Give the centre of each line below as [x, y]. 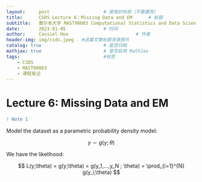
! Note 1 [17, 119]
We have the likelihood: [35, 154]
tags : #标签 [61, 57]
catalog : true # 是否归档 [67, 46]
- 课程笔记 [29, 74]
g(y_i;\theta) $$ [101, 172]
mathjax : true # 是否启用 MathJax [77, 51]
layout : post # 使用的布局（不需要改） [82, 12]
